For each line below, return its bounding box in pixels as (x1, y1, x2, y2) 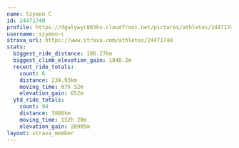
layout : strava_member (6, 129, 74, 137)
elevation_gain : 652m (19, 90, 83, 97)
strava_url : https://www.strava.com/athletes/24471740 (6, 37, 173, 44)
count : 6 (19, 70, 46, 77)
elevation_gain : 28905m (19, 122, 91, 130)
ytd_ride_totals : (13, 97, 65, 104)
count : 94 (19, 103, 49, 110)
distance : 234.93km (19, 76, 78, 84)
